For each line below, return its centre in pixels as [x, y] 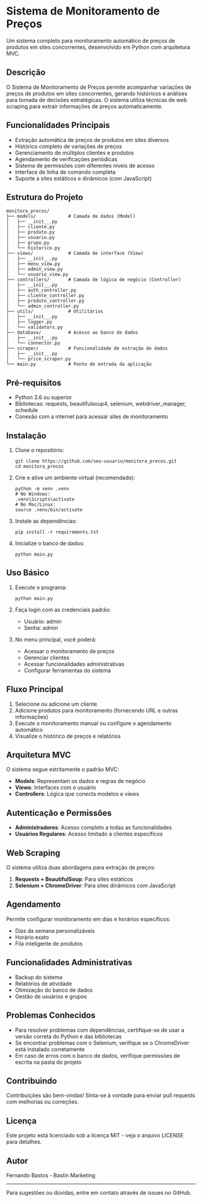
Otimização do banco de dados [54, 990]
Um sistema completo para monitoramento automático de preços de [91, 40]
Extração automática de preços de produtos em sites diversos [92, 139]
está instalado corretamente [50, 1049]
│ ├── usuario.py [31, 238]
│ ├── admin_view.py [35, 269]
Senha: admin [41, 628]
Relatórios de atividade [43, 983]
